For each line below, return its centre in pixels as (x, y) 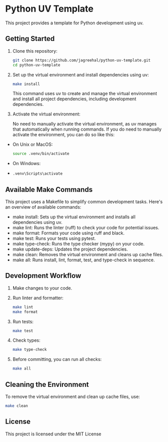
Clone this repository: (35, 51)
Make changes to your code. (42, 288)
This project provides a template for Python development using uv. (74, 23)
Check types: (26, 340)
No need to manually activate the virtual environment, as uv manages (85, 124)
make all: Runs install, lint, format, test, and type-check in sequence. (83, 260)
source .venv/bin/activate (41, 154)
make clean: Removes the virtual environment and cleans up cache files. (88, 254)
